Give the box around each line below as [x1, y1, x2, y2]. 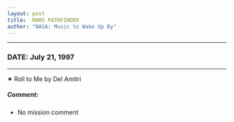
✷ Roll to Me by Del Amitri [7, 74, 81, 83]
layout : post [7, 10, 45, 17]
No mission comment [17, 108, 79, 116]
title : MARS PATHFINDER [7, 17, 79, 24]
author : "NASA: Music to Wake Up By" [7, 23, 117, 30]
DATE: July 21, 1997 [7, 53, 75, 62]
